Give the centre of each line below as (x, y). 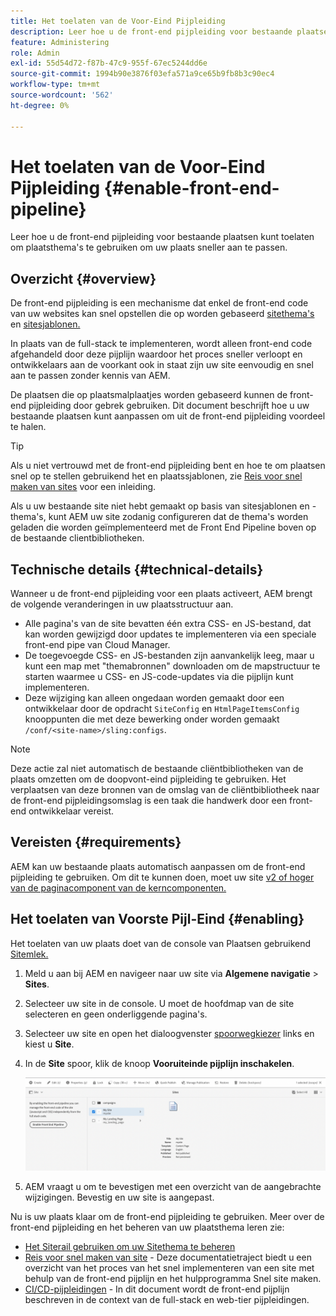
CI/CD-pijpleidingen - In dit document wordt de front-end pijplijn (157, 1289)
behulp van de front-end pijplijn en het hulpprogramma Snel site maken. (173, 1278)
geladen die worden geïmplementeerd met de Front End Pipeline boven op (163, 527)
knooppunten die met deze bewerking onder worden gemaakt (152, 719)
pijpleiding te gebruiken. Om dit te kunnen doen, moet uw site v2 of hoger (162, 877)
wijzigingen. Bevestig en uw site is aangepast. (119, 1197)
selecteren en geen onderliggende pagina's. (116, 1014)
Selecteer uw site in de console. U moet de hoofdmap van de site (159, 1003)
